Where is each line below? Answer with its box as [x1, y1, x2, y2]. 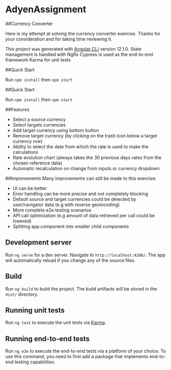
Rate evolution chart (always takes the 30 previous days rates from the [12, 154, 162, 160]
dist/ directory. [5, 291, 38, 297]
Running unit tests [5, 306, 65, 315]
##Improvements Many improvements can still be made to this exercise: [5, 175, 157, 181]
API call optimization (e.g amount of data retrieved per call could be [12, 212, 155, 218]
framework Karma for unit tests [5, 56, 71, 63]
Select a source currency [12, 116, 66, 122]
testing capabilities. [14, 359, 56, 365]
